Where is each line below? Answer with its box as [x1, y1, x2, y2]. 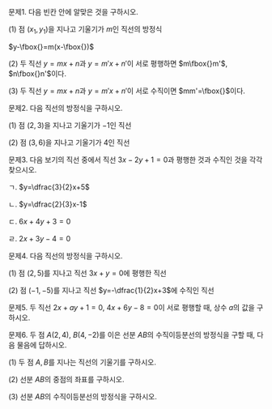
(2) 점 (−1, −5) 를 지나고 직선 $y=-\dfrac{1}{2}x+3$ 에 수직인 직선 [8, 285, 215, 295]
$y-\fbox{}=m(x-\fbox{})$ [8, 41, 95, 51]
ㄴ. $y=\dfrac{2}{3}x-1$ [8, 199, 87, 209]
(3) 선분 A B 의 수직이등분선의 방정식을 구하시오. [8, 391, 158, 401]
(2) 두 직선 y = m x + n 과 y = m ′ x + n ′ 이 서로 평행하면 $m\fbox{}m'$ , [8, 58, 228, 68]
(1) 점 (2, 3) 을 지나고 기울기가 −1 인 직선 [8, 120, 132, 130]
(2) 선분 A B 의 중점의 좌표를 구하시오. [8, 374, 125, 384]
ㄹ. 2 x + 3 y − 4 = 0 [8, 233, 71, 243]
